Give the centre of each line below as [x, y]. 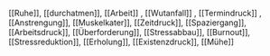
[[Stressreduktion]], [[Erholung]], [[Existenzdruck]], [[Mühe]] [121, 42]
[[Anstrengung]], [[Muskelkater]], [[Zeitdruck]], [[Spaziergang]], [128, 23]
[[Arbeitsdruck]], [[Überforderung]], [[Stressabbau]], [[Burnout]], [129, 32]
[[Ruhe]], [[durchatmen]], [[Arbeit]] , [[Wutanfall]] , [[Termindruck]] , [135, 13]
